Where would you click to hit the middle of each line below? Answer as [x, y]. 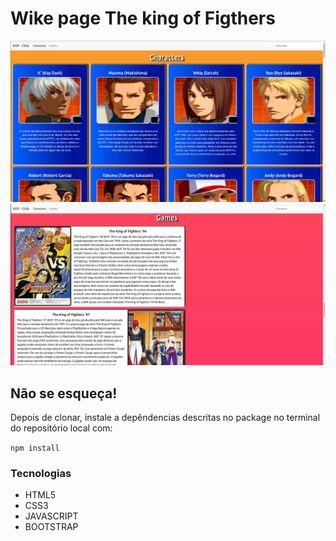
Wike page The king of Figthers [143, 18]
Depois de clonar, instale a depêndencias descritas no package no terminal [165, 418]
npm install [35, 448]
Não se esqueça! [64, 393]
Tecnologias [41, 473]
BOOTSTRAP [51, 527]
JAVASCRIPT [51, 516]
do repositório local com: [61, 428]
